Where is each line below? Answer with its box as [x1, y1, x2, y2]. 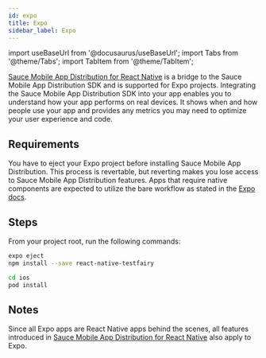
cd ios [8, 274, 30, 282]
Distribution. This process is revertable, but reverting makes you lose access [8, 167, 259, 177]
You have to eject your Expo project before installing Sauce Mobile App [8, 158, 241, 168]
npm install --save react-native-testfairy [8, 259, 155, 267]
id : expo [8, 11, 37, 20]
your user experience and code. [8, 115, 113, 124]
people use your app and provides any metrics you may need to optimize [8, 106, 248, 115]
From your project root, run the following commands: [8, 236, 181, 246]
